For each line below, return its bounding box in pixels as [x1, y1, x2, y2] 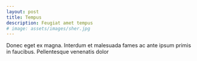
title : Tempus [6, 14, 42, 20]
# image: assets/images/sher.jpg [6, 25, 91, 32]
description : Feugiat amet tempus [6, 20, 94, 26]
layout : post [6, 8, 39, 15]
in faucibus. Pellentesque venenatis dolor [6, 48, 109, 56]
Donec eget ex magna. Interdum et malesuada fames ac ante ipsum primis [6, 42, 192, 49]
